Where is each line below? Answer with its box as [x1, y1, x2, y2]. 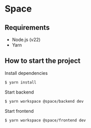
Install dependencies [5, 70, 48, 76]
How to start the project [5, 57, 81, 65]
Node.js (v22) [12, 36, 41, 42]
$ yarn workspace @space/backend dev [5, 99, 84, 104]
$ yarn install [5, 79, 37, 85]
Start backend [5, 89, 34, 95]
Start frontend [5, 108, 34, 114]
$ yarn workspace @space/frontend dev [5, 117, 86, 123]
